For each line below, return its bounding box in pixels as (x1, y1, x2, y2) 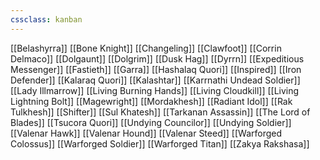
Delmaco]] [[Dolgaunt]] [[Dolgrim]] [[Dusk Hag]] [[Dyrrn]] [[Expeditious (10, 52, 305, 65)
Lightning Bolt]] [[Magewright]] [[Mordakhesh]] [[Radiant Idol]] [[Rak (10, 95, 293, 107)
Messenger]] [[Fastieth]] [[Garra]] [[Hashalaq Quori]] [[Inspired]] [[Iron (10, 63, 302, 75)
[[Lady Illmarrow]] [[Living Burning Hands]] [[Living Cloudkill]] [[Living (10, 84, 300, 96)
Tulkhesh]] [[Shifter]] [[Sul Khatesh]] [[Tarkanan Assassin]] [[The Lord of (10, 106, 311, 118)
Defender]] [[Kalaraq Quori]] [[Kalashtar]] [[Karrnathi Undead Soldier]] (10, 74, 301, 86)
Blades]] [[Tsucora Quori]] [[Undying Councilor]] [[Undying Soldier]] (10, 116, 292, 128)
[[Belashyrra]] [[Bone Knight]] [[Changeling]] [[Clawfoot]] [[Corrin (10, 42, 282, 54)
